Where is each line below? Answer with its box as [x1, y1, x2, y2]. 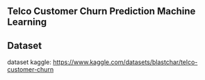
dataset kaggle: [7, 58, 52, 66]
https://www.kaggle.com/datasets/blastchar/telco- [53, 58, 198, 66]
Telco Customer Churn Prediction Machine [7, 6, 196, 17]
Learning [7, 17, 47, 28]
